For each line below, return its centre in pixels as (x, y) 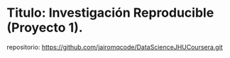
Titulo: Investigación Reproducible (110, 13)
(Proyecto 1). (45, 28)
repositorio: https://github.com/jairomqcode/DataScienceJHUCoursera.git (115, 47)
